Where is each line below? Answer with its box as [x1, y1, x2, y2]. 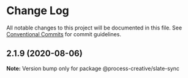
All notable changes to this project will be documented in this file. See [6, 24, 182, 31]
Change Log [6, 4, 69, 18]
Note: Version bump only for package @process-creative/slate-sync [6, 64, 179, 72]
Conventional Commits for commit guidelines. [6, 30, 121, 37]
